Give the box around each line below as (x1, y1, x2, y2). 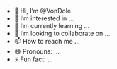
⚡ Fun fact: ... (13, 55, 53, 63)
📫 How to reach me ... (13, 37, 80, 45)
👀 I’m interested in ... (13, 14, 74, 23)
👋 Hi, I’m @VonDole (13, 7, 72, 15)
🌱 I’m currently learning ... (13, 22, 90, 30)
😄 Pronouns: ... (13, 47, 60, 56)
